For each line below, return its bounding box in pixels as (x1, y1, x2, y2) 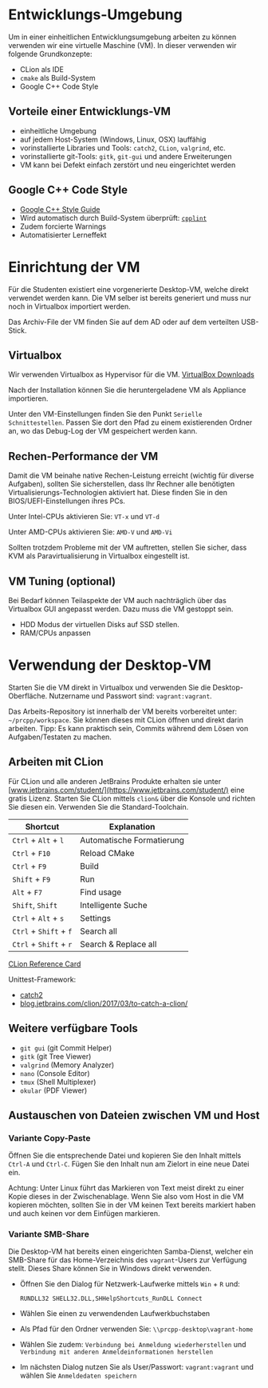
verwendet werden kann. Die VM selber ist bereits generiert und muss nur (8, 293, 251, 302)
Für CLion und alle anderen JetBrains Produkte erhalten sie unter (8, 776, 222, 786)
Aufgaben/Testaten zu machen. (8, 732, 112, 742)
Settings (79, 912, 112, 923)
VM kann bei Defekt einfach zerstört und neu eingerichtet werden (19, 160, 236, 170)
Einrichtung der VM (8, 258, 140, 276)
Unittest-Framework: (8, 974, 77, 984)
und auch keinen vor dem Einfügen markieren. (8, 1209, 160, 1218)
